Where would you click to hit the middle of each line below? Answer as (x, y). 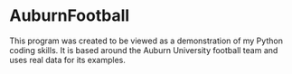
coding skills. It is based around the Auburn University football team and (144, 50)
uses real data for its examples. (68, 60)
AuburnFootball (70, 16)
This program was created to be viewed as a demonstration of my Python (146, 41)
